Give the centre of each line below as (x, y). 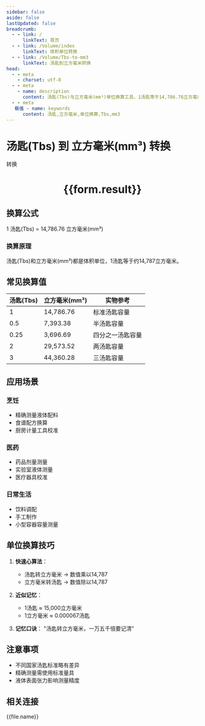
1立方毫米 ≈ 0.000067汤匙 (57, 615)
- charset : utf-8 (39, 80)
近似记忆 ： (29, 595)
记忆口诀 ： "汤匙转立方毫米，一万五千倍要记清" (74, 628)
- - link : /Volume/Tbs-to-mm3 (50, 57)
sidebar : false (26, 12)
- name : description (43, 92)
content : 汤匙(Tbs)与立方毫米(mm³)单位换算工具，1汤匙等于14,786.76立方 (108, 97)
